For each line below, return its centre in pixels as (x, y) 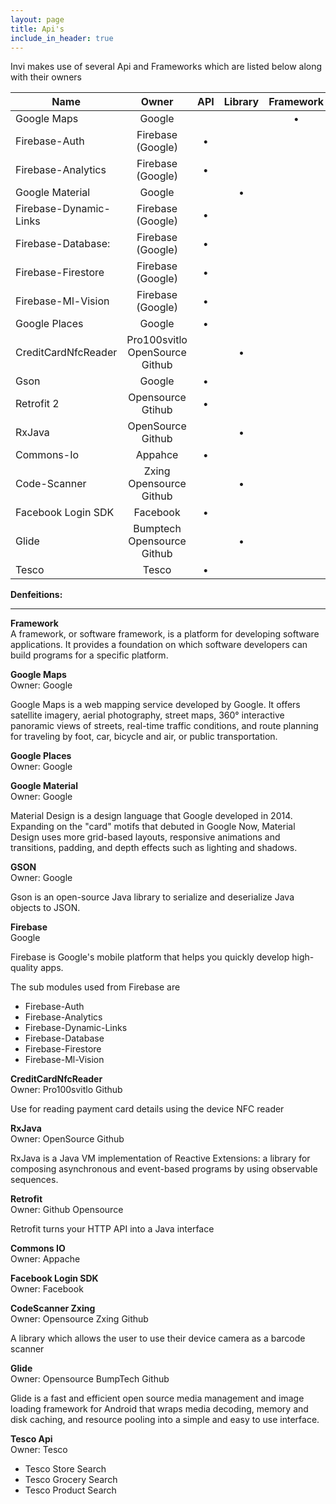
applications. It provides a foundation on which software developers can (159, 645)
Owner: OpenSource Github (67, 1139)
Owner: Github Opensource (67, 1210)
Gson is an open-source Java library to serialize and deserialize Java (152, 897)
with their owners (46, 77)
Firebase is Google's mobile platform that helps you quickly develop (150, 957)
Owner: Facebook (47, 1289)
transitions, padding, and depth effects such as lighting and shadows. (154, 848)
